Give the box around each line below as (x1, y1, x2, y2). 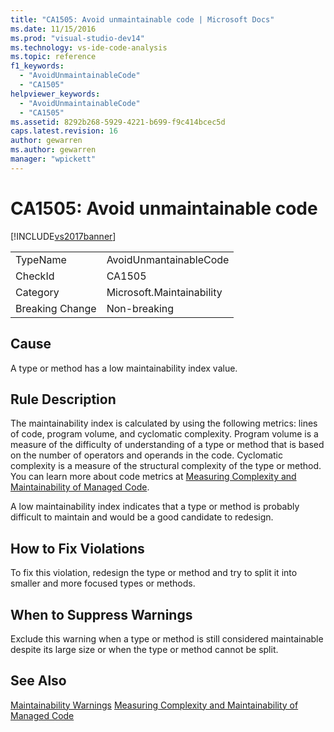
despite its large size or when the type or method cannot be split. (10, 643, 279, 655)
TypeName (15, 252, 67, 266)
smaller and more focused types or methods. (10, 577, 196, 590)
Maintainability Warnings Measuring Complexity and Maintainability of (10, 699, 299, 711)
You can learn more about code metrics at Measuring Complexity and (10, 471, 297, 483)
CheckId (15, 269, 55, 283)
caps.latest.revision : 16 (10, 126, 118, 136)
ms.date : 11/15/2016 (10, 24, 97, 34)
